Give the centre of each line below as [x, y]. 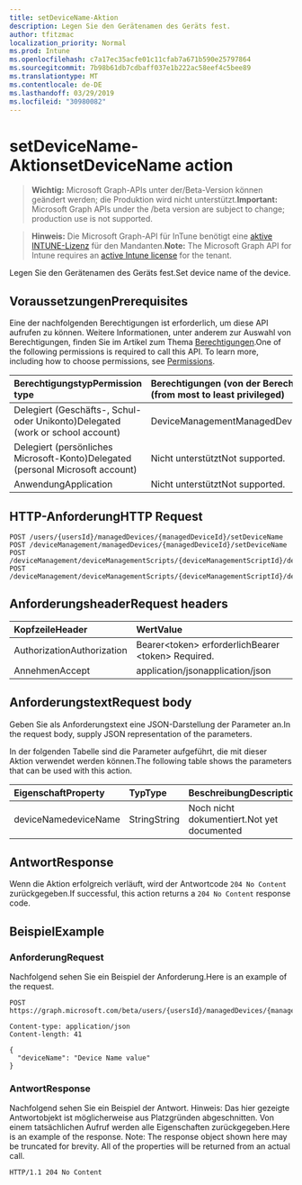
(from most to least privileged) [218, 395]
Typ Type [148, 792]
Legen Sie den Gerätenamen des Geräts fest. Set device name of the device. [150, 273]
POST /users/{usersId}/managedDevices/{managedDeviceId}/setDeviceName [146, 537]
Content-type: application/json [70, 1027]
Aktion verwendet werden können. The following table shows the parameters [151, 761]
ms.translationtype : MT [54, 77]
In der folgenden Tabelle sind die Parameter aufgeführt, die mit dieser [138, 751]
